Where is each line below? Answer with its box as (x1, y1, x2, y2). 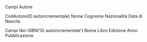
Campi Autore (5, 4, 33, 10)
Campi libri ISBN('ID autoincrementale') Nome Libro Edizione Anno (5, 28, 138, 33)
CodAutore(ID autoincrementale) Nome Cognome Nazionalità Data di (5, 13, 143, 19)
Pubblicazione (5, 33, 34, 38)
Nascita (5, 19, 20, 24)
